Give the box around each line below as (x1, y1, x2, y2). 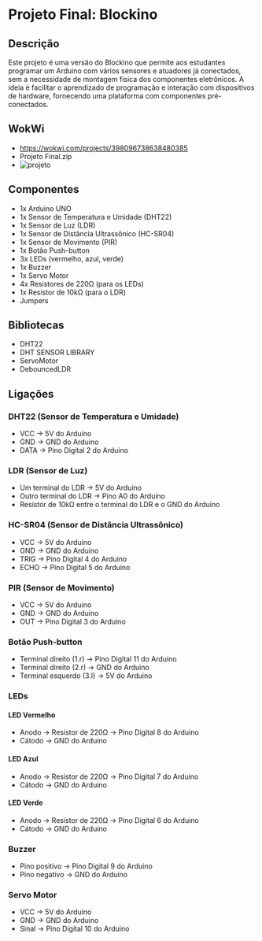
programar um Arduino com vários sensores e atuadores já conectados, (8, 66, 242, 76)
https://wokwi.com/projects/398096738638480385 (19, 143, 188, 153)
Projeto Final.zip (19, 151, 72, 161)
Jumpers (19, 295, 49, 305)
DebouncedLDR (19, 365, 72, 374)
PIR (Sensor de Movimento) (8, 582, 116, 593)
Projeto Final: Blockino (8, 6, 158, 24)
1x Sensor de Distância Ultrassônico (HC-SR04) (19, 228, 175, 238)
